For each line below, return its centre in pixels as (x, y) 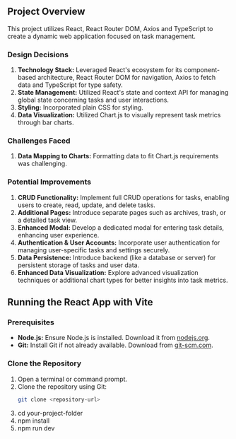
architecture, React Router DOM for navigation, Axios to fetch (127, 78)
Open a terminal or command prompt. (72, 379)
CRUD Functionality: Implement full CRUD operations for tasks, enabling (123, 197)
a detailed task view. (47, 220)
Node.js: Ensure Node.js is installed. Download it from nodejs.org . (114, 338)
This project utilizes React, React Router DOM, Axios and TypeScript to (110, 28)
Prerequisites (31, 322)
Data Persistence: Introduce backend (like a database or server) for (117, 257)
